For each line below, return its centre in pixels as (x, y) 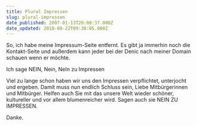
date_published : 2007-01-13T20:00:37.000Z (60, 23)
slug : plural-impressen (36, 17)
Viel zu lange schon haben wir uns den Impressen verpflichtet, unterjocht (96, 81)
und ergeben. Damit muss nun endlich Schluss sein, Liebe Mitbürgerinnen (97, 87)
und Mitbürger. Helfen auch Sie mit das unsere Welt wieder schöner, (90, 93)
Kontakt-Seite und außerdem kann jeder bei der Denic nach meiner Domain (98, 52)
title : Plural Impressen (37, 12)
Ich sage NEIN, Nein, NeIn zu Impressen (56, 70)
